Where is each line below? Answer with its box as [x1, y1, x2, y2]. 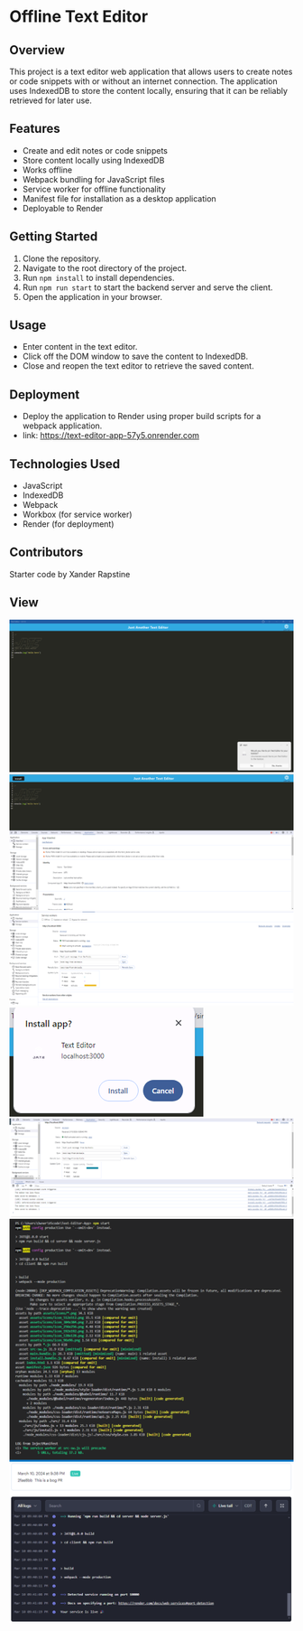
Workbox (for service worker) [22, 509, 133, 520]
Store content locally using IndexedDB [22, 155, 165, 165]
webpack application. [22, 420, 103, 431]
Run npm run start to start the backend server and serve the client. [22, 282, 273, 293]
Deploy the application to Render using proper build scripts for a [22, 411, 262, 422]
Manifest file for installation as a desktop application [22, 192, 216, 204]
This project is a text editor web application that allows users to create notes [9, 66, 293, 77]
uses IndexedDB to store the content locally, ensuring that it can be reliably [9, 86, 289, 96]
